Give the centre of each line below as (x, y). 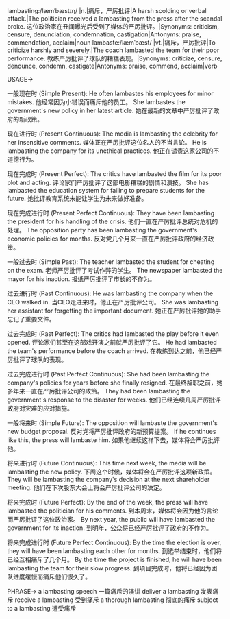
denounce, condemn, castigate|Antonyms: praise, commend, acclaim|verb (112, 66)
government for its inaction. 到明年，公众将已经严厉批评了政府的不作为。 (110, 528)
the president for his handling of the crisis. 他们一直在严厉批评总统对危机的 (113, 221)
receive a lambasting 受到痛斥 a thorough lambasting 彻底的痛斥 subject (116, 600)
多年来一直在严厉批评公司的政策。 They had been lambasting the (99, 391)
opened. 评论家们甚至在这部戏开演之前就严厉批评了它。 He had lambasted (112, 342)
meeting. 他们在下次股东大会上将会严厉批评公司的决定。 (86, 487)
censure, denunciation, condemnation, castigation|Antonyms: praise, (104, 34)
